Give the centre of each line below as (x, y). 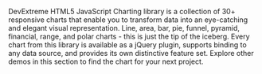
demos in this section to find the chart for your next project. (106, 61)
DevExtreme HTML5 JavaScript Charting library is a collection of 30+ (122, 11)
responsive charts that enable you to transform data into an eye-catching (128, 20)
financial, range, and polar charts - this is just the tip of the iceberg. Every (129, 36)
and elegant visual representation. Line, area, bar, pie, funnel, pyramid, (124, 28)
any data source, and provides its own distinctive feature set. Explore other (131, 53)
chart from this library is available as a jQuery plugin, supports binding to (127, 45)
